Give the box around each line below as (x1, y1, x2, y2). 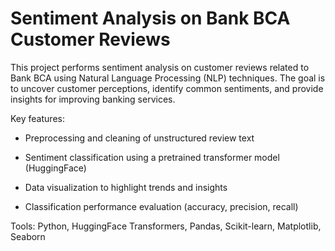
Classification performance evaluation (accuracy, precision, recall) (24, 200, 299, 212)
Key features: (10, 112, 65, 124)
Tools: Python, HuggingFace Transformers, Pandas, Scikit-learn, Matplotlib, (10, 220, 322, 232)
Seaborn (10, 230, 46, 242)
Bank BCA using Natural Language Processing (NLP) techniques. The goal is (10, 72, 326, 84)
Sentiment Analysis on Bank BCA (10, 7, 291, 30)
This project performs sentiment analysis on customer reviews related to (10, 61, 310, 73)
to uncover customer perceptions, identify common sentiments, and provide (10, 82, 324, 94)
